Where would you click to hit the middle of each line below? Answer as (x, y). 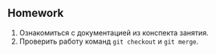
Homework (36, 13)
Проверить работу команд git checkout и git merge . (109, 41)
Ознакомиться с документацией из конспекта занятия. (114, 32)
